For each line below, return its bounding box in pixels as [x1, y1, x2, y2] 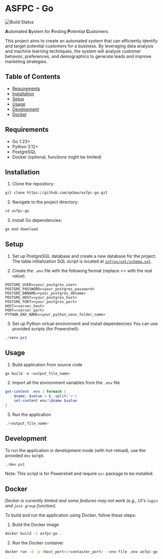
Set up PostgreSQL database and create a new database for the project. [12, 253, 157, 259]
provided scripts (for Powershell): [12, 325, 79, 331]
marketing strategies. [5, 58, 48, 64]
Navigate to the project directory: [12, 199, 79, 205]
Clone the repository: [12, 181, 55, 187]
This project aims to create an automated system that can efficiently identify [5, 37, 158, 44]
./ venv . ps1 [5, 335, 27, 340]
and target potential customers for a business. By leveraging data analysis [5, 43, 154, 49]
